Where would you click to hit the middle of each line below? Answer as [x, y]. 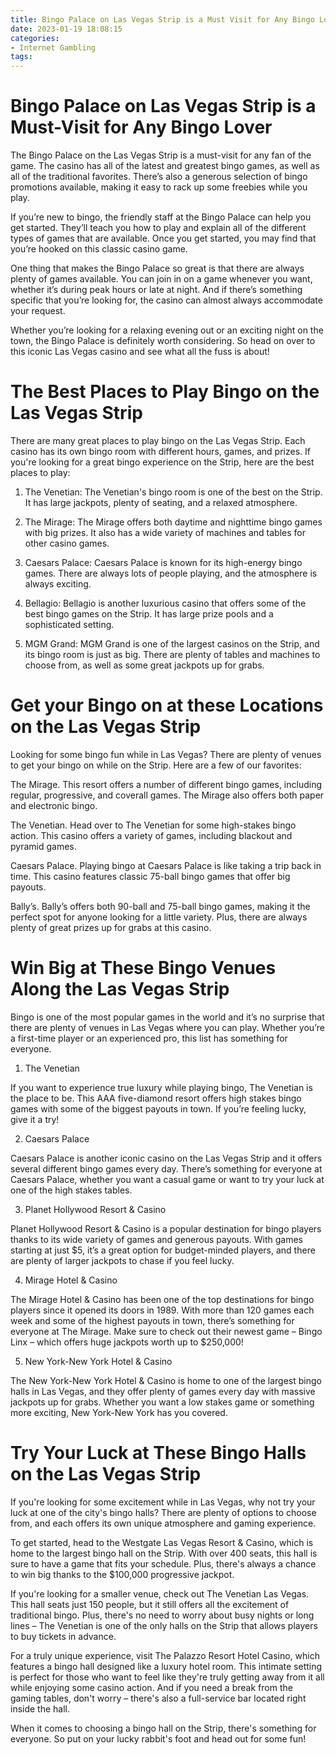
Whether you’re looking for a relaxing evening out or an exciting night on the [167, 330]
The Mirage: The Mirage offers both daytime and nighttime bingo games [173, 522]
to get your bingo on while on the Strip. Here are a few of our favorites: [156, 765]
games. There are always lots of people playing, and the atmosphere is [171, 573]
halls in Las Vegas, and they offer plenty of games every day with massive [163, 1391]
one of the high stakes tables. [71, 1190]
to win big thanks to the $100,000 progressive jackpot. [122, 1574]
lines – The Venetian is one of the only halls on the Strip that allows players [164, 1625]
